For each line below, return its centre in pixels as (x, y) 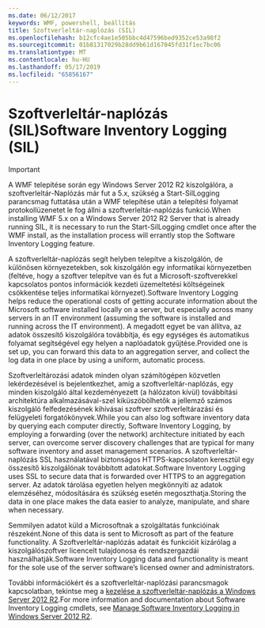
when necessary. (36, 510)
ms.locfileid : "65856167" (51, 74)
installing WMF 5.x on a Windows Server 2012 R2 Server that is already (124, 218)
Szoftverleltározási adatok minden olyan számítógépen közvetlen (114, 375)
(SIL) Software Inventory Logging (118, 130)
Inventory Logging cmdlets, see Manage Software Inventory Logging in (124, 607)
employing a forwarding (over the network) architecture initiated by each (127, 434)
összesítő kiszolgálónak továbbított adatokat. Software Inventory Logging (127, 467)
